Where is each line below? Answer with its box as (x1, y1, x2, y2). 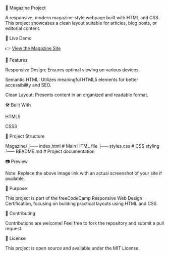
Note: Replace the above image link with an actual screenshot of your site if (5, 170, 162, 176)
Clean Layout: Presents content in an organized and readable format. (5, 92, 149, 98)
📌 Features (5, 57, 28, 63)
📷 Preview (5, 158, 28, 164)
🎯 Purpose (5, 185, 27, 191)
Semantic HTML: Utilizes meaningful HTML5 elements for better (5, 76, 139, 82)
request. (5, 226, 23, 231)
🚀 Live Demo (5, 35, 32, 41)
